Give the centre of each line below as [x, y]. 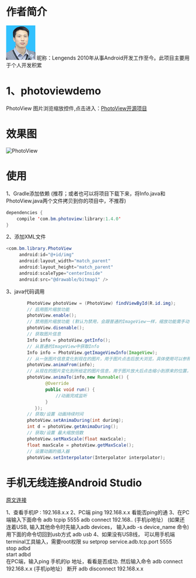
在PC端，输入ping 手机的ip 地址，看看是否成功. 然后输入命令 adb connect [94, 562]
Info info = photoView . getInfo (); [69, 340]
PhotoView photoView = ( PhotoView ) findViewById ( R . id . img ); [101, 303]
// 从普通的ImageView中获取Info [63, 346]
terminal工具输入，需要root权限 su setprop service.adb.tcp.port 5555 [89, 542]
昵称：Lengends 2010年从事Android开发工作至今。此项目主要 [111, 58]
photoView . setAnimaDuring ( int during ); [76, 421]
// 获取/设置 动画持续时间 [55, 414]
